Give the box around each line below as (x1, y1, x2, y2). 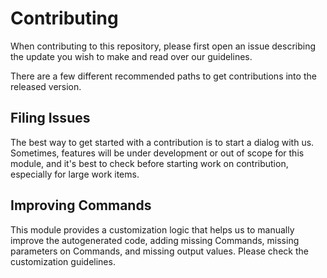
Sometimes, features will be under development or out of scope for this (10, 147, 305, 159)
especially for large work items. (10, 168, 140, 180)
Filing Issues (10, 110, 91, 127)
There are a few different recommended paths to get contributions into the (10, 70, 317, 82)
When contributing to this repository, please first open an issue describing (10, 40, 317, 52)
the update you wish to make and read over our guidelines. (10, 50, 253, 62)
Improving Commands (10, 197, 152, 214)
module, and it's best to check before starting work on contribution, (10, 157, 289, 169)
